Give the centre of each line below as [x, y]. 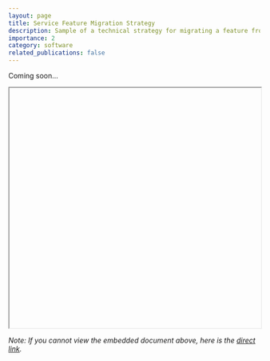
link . [15, 349]
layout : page [30, 16]
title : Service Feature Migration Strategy [82, 23]
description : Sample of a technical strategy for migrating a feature [128, 30]
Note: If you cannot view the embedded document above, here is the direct [132, 340]
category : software [41, 46]
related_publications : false [57, 53]
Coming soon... [33, 76]
